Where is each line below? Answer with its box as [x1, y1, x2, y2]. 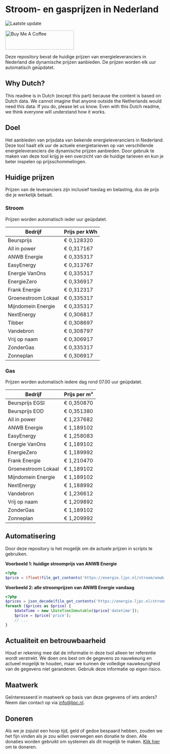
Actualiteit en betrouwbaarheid [5, 636, 106, 645]
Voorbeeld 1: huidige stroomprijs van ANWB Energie [5, 560, 117, 566]
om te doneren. [5, 744, 37, 750]
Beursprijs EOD [8, 407, 44, 414]
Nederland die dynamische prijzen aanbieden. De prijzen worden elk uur [5, 59, 156, 65]
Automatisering [5, 532, 56, 541]
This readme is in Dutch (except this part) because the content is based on [5, 92, 161, 98]
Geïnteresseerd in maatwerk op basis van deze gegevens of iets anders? [5, 694, 157, 700]
